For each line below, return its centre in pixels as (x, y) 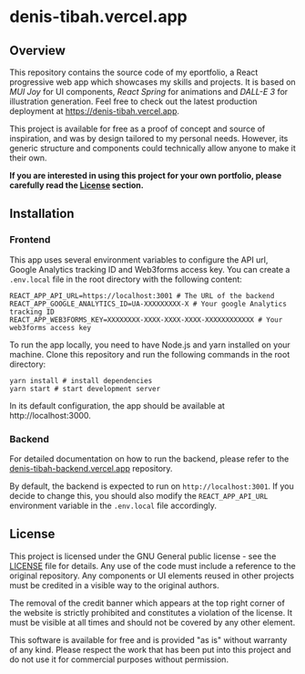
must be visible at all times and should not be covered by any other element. (152, 622)
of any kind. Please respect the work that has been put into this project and (150, 649)
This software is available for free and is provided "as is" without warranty (148, 639)
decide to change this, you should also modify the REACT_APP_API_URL (139, 495)
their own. (28, 158)
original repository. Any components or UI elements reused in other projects (152, 575)
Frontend (30, 240)
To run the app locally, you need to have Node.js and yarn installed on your (150, 345)
